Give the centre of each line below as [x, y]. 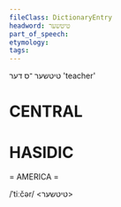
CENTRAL [46, 111]
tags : [19, 51]
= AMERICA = [34, 177]
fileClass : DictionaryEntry [61, 17]
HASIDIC [42, 152]
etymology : [29, 42]
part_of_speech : [39, 34]
